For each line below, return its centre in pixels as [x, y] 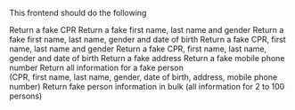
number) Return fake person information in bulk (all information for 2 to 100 [147, 86]
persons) [26, 96]
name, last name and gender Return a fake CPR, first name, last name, [138, 49]
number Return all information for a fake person [97, 67]
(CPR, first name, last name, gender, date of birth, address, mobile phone [143, 77]
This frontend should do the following [78, 13]
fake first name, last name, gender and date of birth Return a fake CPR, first [148, 39]
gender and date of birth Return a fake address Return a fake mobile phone [147, 58]
